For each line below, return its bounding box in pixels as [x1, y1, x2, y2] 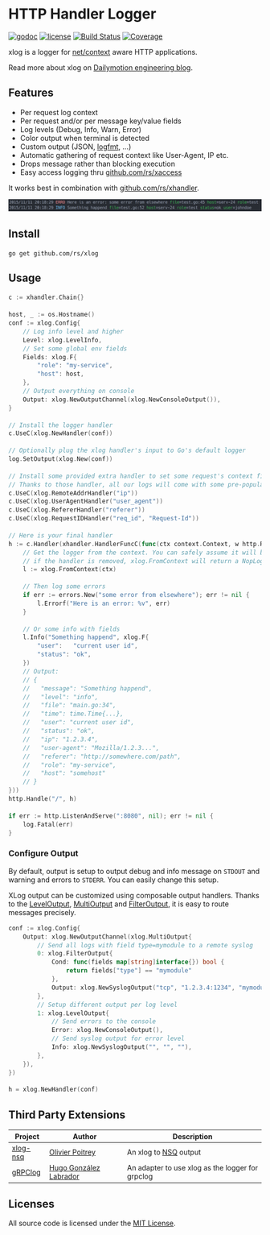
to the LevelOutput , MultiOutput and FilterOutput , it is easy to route [8, 899, 229, 909]
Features [8, 86, 54, 100]
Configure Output [8, 848, 79, 859]
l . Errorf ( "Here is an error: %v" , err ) [37, 599, 171, 607]
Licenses [8, 1197, 55, 1211]
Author [72, 1131, 97, 1141]
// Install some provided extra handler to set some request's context [8, 472, 253, 480]
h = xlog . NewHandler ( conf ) [8, 1085, 99, 1094]
